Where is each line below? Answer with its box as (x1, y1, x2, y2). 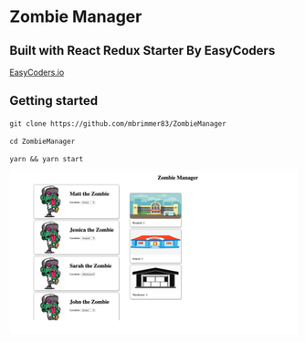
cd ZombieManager (9, 137, 76, 146)
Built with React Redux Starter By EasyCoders (9, 43, 276, 58)
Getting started (9, 93, 99, 109)
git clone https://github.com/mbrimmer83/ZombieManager (9, 119, 226, 129)
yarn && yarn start (9, 154, 84, 163)
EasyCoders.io (9, 67, 65, 78)
